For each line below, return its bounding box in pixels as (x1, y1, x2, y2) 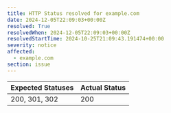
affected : (7, 49, 36, 55)
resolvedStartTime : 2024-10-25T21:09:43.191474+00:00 (7, 36, 165, 42)
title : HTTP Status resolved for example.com (7, 10, 139, 17)
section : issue (7, 61, 51, 68)
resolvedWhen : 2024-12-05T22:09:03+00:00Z (7, 29, 130, 36)
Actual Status (80, 83, 126, 92)
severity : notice (7, 42, 57, 49)
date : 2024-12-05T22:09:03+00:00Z (7, 16, 106, 23)
